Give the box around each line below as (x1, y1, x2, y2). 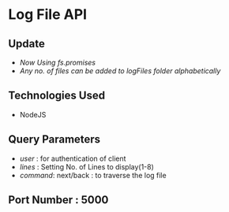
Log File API (8, 6, 88, 24)
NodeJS (19, 110, 47, 119)
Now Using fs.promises (19, 58, 96, 67)
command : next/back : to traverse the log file (19, 170, 167, 180)
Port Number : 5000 (8, 193, 109, 206)
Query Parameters (8, 132, 101, 147)
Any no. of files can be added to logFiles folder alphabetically (19, 66, 221, 76)
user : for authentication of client (19, 154, 126, 163)
